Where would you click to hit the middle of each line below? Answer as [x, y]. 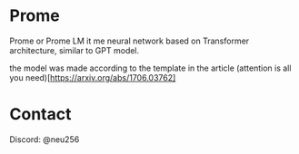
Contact [40, 115]
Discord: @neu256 [45, 139]
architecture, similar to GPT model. [75, 50]
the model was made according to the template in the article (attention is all [150, 68]
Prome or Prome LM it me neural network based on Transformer [130, 41]
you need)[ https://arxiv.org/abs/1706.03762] [93, 77]
